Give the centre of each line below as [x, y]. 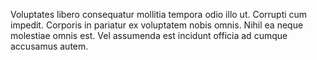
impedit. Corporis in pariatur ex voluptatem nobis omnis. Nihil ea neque [157, 25]
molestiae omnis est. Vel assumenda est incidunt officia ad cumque [149, 35]
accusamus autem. [49, 46]
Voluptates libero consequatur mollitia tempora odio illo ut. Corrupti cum [159, 14]
